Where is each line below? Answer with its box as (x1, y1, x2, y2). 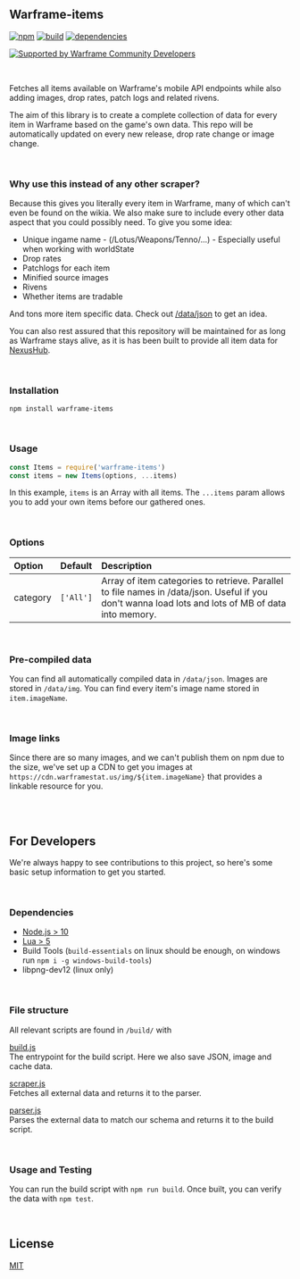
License (9, 1236, 54, 1251)
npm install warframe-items (9, 405, 114, 414)
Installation (9, 384, 60, 397)
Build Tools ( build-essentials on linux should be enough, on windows (21, 946, 281, 957)
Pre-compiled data (9, 653, 92, 665)
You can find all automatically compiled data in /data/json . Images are (9, 673, 268, 684)
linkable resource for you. (9, 781, 104, 791)
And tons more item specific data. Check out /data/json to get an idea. (9, 308, 268, 320)
